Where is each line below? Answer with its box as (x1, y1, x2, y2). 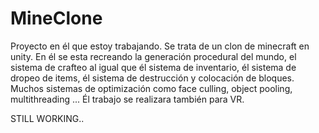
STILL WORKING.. (10, 112, 85, 124)
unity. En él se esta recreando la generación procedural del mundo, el (10, 50, 297, 62)
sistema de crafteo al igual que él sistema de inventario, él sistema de (10, 61, 297, 73)
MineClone (10, 7, 103, 30)
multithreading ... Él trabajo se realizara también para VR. (10, 93, 245, 105)
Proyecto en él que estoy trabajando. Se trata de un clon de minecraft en (10, 40, 310, 52)
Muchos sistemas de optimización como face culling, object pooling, (10, 82, 293, 94)
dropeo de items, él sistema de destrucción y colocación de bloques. (10, 72, 295, 84)
